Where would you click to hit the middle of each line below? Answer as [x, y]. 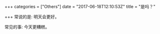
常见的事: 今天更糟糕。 [27, 27]
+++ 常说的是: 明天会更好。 [32, 17]
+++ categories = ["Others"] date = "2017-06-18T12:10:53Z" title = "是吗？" [80, 6]
